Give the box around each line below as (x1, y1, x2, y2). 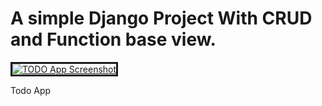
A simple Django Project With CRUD (10, 7, 313, 30)
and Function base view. (10, 28, 217, 51)
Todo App (10, 84, 52, 96)
